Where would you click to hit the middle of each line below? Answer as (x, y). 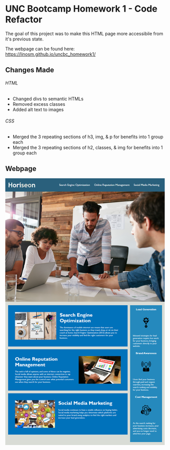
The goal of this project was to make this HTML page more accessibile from (84, 33)
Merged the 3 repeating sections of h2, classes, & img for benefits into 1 (88, 147)
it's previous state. (25, 39)
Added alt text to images (38, 109)
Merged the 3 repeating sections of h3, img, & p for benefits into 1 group (88, 137)
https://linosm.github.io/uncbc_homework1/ (51, 54)
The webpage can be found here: (40, 49)
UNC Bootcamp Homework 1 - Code (81, 9)
